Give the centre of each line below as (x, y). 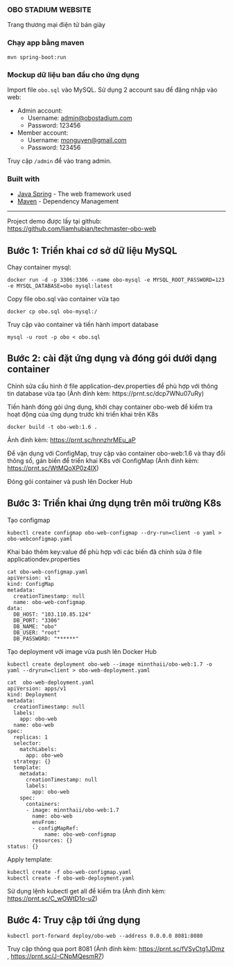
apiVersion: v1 (29, 578)
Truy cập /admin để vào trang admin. (60, 160)
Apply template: (30, 859)
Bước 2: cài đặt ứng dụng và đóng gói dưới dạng (112, 359)
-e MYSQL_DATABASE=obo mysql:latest (60, 286)
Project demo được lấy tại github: (54, 221)
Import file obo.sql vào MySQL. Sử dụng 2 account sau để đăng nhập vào (112, 90)
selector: (27, 743)
